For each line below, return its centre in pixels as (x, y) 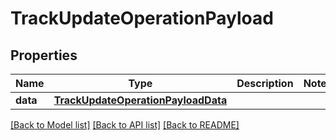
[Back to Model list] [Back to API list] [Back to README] (125, 125)
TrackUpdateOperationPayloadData (140, 100)
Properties (44, 55)
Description (265, 83)
